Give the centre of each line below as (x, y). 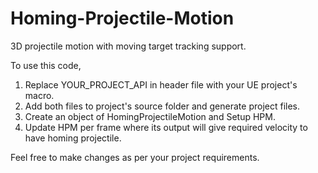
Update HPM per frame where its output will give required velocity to (166, 127)
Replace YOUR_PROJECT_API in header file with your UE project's (161, 84)
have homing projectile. (73, 138)
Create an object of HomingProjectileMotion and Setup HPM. (150, 116)
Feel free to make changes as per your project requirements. (135, 157)
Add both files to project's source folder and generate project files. (162, 106)
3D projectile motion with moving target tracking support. (128, 46)
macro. (39, 95)
